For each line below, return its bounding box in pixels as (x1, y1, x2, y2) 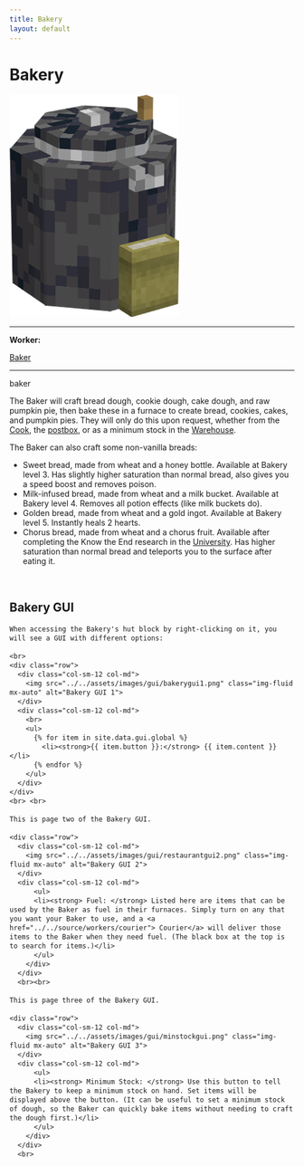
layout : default (9, 24, 71, 33)
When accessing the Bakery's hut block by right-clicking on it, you (9, 625, 278, 634)
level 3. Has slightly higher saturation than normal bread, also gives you (22, 469, 290, 480)
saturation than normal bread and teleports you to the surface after (22, 546, 272, 557)
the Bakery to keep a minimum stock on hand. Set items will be (9, 1086, 257, 1095)
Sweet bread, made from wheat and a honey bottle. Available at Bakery (22, 460, 288, 471)
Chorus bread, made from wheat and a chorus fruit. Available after (22, 527, 271, 538)
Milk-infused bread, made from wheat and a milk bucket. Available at (22, 489, 279, 500)
